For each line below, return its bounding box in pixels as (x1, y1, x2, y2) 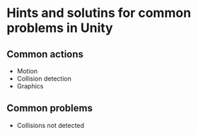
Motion (16, 67, 38, 75)
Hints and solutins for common (6, 5, 192, 21)
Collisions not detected (16, 121, 85, 129)
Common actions (6, 48, 84, 60)
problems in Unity (6, 20, 114, 36)
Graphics (16, 82, 44, 90)
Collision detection (16, 74, 71, 83)
